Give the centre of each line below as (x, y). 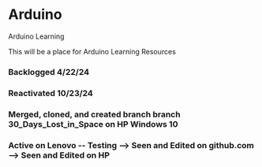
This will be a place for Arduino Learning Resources (92, 51)
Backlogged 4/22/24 (49, 72)
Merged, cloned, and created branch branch (94, 114)
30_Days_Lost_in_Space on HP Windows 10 (93, 124)
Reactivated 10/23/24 (51, 93)
